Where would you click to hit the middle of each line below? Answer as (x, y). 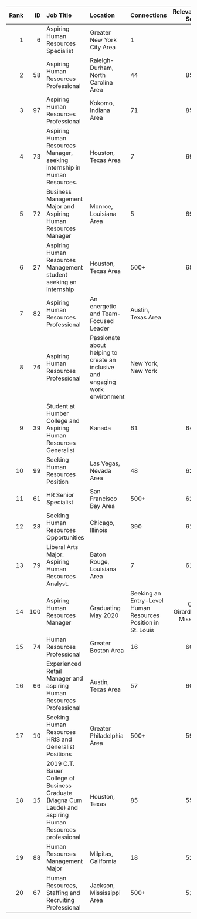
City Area (103, 47)
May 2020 (104, 615)
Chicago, (102, 523)
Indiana (100, 110)
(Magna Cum (64, 800)
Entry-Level (147, 600)
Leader (100, 328)
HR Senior (60, 495)
